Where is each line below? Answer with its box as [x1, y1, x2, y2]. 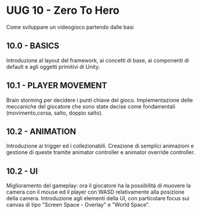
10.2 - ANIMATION [6, 126, 76, 137]
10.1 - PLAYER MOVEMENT [6, 80, 107, 91]
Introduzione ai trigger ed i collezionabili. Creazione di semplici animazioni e [6, 142, 194, 150]
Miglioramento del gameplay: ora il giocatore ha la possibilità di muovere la [6, 182, 191, 189]
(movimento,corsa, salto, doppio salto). [6, 109, 103, 116]
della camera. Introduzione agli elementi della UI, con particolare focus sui [6, 195, 190, 202]
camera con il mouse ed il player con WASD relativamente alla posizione [6, 188, 185, 195]
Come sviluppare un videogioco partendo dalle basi [6, 23, 134, 31]
